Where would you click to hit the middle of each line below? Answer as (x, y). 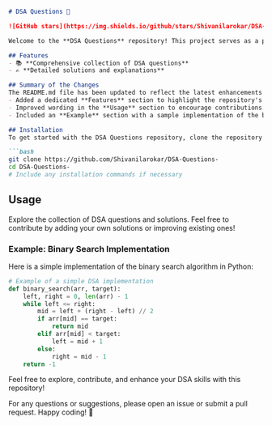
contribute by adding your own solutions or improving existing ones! (122, 227)
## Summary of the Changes (54, 85)
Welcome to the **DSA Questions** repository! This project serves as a (134, 40)
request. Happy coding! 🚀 (51, 412)
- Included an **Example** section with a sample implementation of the (134, 115)
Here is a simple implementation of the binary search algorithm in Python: (131, 266)
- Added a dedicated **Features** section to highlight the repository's (136, 100)
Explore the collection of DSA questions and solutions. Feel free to (119, 219)
